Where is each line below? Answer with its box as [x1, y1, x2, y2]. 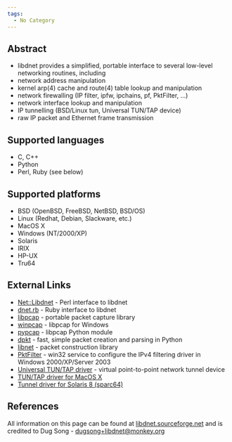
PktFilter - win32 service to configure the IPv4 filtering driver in [17, 350, 201, 358]
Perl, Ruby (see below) [17, 168, 84, 176]
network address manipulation [17, 77, 106, 85]
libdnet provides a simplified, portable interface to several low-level [17, 61, 213, 70]
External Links [7, 279, 72, 292]
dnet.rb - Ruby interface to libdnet [17, 305, 117, 313]
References [7, 401, 59, 412]
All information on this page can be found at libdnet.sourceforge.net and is [7, 419, 223, 427]
